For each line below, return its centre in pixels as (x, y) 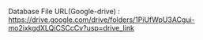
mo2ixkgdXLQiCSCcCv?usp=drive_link (71, 28)
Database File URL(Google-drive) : (64, 11)
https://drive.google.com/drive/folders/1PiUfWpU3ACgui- (101, 20)
